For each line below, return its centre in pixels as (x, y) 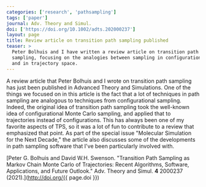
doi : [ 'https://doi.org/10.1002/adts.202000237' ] (71, 29)
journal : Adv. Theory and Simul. (49, 23)
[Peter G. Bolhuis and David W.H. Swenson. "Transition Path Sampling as (98, 158)
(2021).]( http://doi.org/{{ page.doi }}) (53, 177)
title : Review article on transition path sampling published (87, 40)
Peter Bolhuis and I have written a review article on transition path (105, 52)
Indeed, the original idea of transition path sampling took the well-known (98, 107)
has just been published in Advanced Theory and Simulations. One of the (99, 87)
